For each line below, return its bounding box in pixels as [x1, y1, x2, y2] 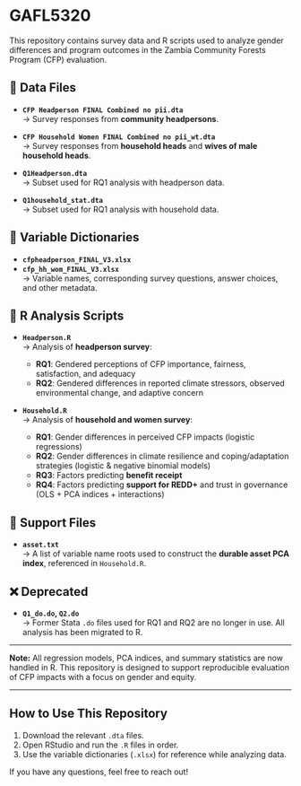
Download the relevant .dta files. [21, 729, 145, 740]
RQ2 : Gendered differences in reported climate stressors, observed [35, 378, 285, 389]
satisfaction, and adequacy [35, 369, 136, 380]
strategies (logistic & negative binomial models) [35, 460, 211, 471]
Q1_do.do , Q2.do [21, 607, 80, 618]
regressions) [35, 441, 82, 452]
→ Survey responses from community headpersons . [21, 113, 219, 124]
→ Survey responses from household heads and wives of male [21, 140, 258, 151]
